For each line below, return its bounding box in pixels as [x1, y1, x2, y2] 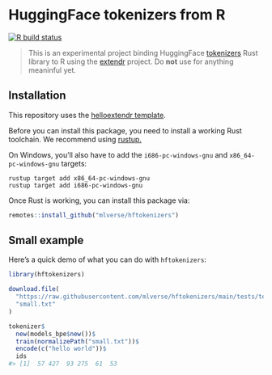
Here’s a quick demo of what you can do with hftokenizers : [8, 255, 206, 264]
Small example [8, 234, 84, 247]
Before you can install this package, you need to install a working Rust [8, 125, 243, 135]
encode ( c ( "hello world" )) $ [15, 345, 107, 353]
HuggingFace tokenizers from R [8, 6, 226, 24]
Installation [8, 89, 66, 103]
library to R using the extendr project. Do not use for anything [28, 57, 234, 66]
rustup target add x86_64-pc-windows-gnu [8, 174, 151, 183]
